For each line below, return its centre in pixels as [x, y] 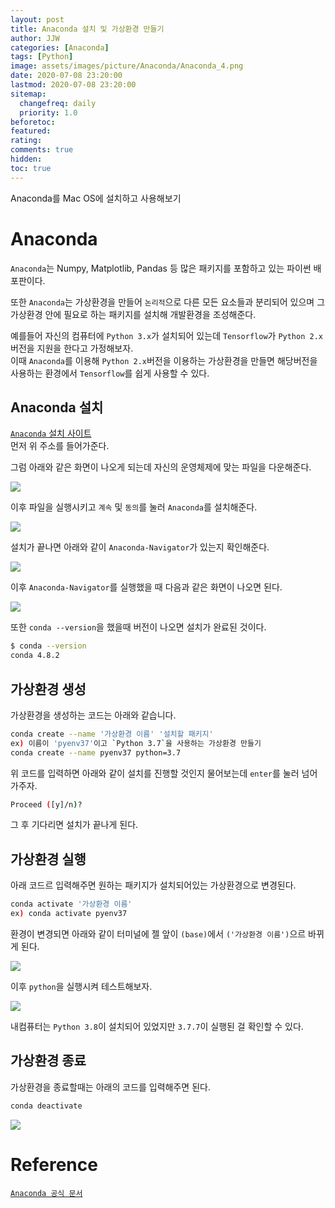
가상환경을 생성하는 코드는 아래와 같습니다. [93, 715]
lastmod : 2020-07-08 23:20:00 [73, 85]
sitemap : [28, 94]
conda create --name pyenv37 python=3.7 [96, 752]
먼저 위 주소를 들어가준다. [60, 446]
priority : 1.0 [48, 112]
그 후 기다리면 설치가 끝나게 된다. [74, 825]
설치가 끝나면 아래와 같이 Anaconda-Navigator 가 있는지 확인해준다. [140, 547]
